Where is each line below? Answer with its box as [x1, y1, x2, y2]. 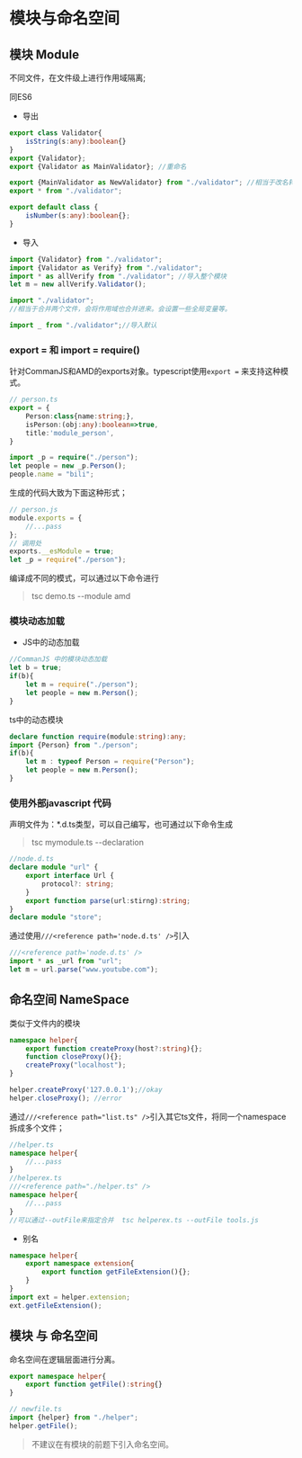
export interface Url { [25, 872, 115, 881]
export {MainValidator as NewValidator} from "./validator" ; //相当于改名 [9, 178, 289, 187]
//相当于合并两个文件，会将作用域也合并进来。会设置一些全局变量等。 [9, 305, 232, 314]
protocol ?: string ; [41, 879, 115, 889]
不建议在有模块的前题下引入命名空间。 [31, 1438, 173, 1449]
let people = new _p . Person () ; [9, 461, 127, 470]
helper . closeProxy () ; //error [9, 1094, 123, 1103]
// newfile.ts [9, 1405, 63, 1414]
